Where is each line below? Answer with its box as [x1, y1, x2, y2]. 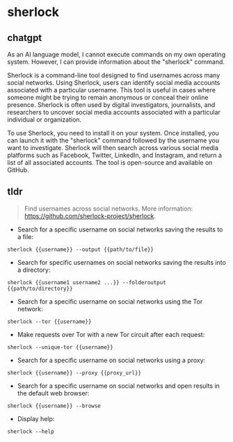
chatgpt [7, 32, 42, 44]
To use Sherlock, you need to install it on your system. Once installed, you [7, 129, 219, 137]
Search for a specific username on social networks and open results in [17, 382, 220, 390]
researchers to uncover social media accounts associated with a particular [7, 108, 221, 116]
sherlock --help [7, 428, 54, 435]
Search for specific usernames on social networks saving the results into [17, 258, 226, 266]
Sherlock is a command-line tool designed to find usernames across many [7, 71, 220, 79]
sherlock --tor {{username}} [7, 318, 92, 325]
